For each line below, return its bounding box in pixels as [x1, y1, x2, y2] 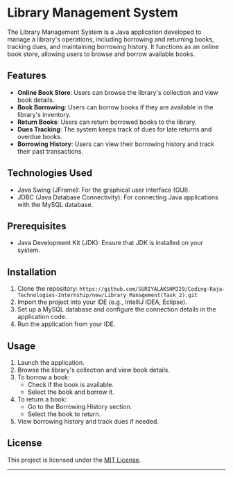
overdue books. [17, 132, 62, 141]
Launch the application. [17, 359, 85, 366]
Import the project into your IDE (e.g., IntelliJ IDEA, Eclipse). [17, 298, 187, 306]
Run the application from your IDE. [17, 320, 116, 328]
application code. [17, 313, 67, 321]
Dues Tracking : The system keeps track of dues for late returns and [17, 125, 212, 133]
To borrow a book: [17, 373, 70, 381]
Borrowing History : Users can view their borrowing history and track [17, 140, 215, 148]
